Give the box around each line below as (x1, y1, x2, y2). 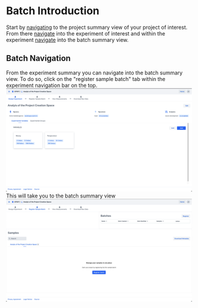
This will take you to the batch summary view (6, 192, 116, 199)
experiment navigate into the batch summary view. (6, 36, 129, 43)
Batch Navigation (6, 53, 71, 63)
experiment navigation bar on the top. (6, 82, 98, 89)
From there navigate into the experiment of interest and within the (6, 30, 166, 37)
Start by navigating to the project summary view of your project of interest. (6, 24, 187, 31)
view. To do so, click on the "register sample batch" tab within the (6, 75, 166, 82)
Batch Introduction (6, 4, 100, 18)
